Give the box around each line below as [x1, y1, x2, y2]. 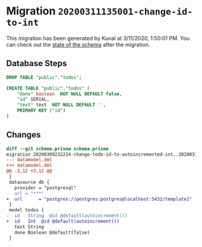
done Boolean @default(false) [14, 230, 90, 236]
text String [14, 224, 44, 230]
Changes [6, 130, 41, 140]
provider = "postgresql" [14, 184, 77, 191]
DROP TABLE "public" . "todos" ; [6, 74, 82, 81]
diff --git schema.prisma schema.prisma [6, 145, 109, 151]
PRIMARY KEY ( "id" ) [17, 108, 66, 114]
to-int [6, 17, 39, 28]
